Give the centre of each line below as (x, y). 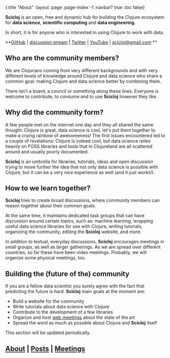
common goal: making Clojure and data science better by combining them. (83, 81)
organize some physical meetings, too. (46, 258)
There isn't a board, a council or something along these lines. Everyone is (82, 91)
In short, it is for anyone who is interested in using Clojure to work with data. (85, 32)
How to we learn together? (48, 188)
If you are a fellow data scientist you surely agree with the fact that (75, 286)
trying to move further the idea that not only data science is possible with (82, 167)
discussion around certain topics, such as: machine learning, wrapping (79, 221)
